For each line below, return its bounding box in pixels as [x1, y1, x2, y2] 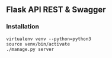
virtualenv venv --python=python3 [6, 36, 92, 42]
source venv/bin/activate [6, 41, 70, 47]
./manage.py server [6, 46, 55, 52]
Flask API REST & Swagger [6, 5, 106, 15]
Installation [6, 22, 40, 31]
